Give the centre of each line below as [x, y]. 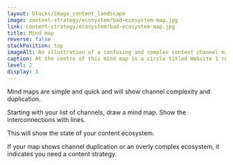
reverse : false [29, 40]
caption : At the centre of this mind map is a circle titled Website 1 [113, 59]
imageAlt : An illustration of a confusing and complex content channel [113, 53]
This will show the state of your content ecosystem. [81, 133]
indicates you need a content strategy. [62, 154]
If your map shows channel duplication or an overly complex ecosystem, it [113, 146]
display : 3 [23, 71]
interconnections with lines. [46, 119]
